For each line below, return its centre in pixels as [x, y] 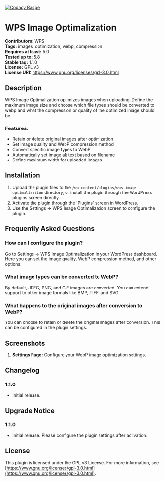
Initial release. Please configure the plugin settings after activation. [80, 435]
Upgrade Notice [30, 411]
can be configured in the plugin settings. [46, 328]
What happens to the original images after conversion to [74, 305]
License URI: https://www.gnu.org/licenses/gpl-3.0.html [62, 72]
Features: [17, 128]
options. [14, 264]
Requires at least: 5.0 [27, 51]
